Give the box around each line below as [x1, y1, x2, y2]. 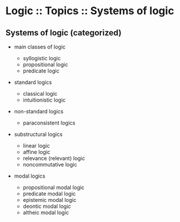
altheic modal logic [22, 209, 69, 216]
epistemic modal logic [22, 197, 77, 203]
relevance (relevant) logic [22, 155, 86, 162]
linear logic [22, 142, 50, 149]
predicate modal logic [22, 190, 76, 197]
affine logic [22, 149, 51, 155]
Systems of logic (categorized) [5, 28, 122, 38]
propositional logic [22, 61, 68, 68]
